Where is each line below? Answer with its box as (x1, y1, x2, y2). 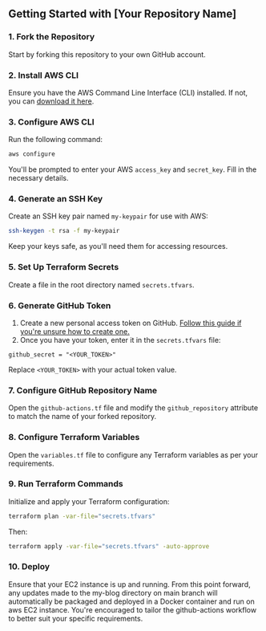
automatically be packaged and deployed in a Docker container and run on (8, 596, 255, 606)
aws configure (8, 150, 56, 158)
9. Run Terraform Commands (8, 478, 123, 490)
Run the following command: (8, 135, 103, 145)
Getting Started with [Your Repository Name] (8, 7, 237, 21)
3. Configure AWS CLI (8, 116, 95, 128)
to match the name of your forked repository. (8, 412, 157, 421)
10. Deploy (8, 561, 50, 572)
